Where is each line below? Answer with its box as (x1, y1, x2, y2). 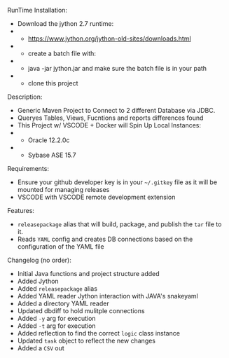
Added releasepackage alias (17, 284, 98, 293)
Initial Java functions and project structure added (17, 270, 160, 277)
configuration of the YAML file (17, 242, 104, 251)
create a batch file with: (27, 49, 97, 57)
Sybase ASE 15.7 (27, 151, 76, 159)
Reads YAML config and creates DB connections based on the (17, 235, 193, 243)
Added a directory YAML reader (17, 299, 110, 308)
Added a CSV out (17, 344, 64, 352)
